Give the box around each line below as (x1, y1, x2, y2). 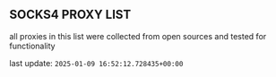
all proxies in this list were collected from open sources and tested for (9, 30, 267, 41)
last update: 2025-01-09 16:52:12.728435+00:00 (9, 57, 184, 68)
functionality (9, 40, 56, 51)
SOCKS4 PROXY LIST (9, 7, 132, 22)
